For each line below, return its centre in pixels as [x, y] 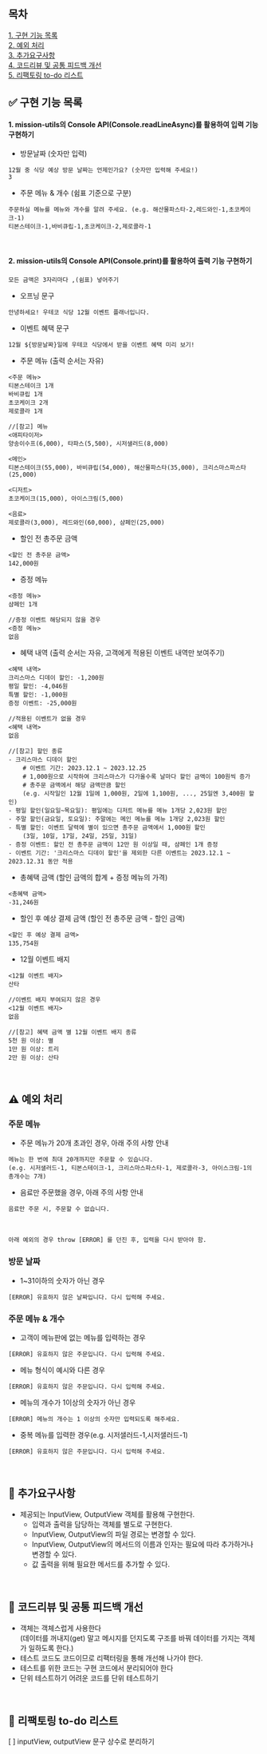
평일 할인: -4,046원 [38, 686]
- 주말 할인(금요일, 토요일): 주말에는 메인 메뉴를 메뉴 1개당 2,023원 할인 [117, 819]
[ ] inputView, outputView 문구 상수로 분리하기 [82, 1742]
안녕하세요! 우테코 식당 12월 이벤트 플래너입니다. [79, 312]
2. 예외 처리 [26, 45]
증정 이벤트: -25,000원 [43, 703]
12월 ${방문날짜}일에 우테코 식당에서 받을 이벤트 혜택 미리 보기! [102, 345]
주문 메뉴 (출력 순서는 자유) [62, 360]
